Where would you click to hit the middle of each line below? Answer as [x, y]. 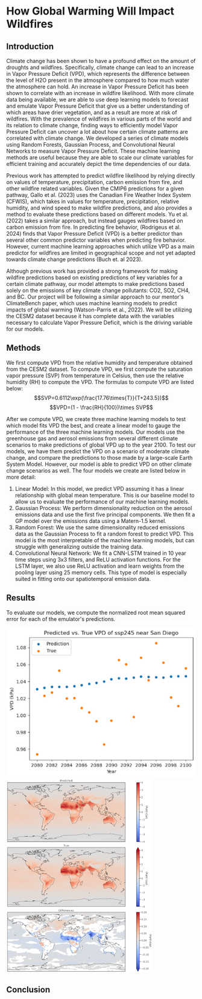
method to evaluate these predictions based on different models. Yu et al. [97, 214]
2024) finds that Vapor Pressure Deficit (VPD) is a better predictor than [94, 234]
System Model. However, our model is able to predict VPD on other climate [99, 464]
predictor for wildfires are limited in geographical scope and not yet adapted [101, 253]
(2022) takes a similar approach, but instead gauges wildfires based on [95, 221]
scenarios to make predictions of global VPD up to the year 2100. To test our [101, 445]
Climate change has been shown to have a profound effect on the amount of [101, 61]
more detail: [21, 477]
